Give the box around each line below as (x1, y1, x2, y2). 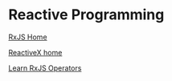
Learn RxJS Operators (8, 63, 82, 73)
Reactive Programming (8, 6, 165, 24)
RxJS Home (8, 32, 47, 42)
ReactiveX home (8, 47, 63, 57)
